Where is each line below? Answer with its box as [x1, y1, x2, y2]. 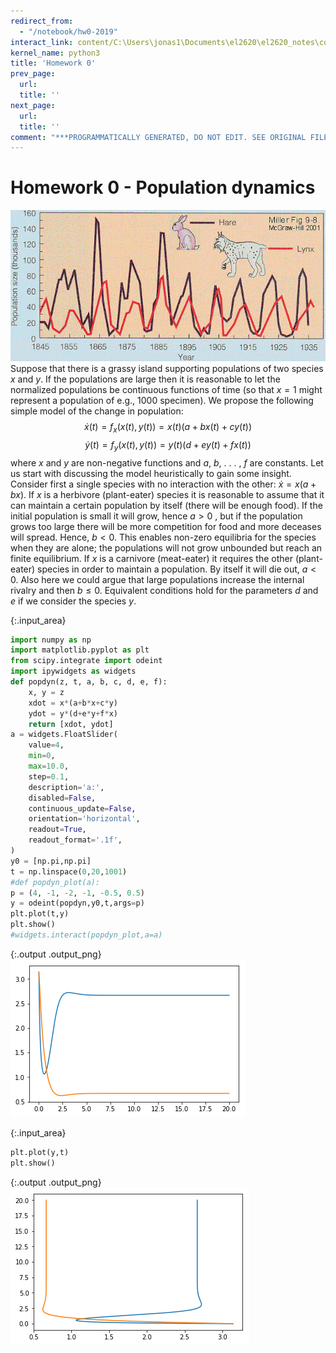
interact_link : [10, 37, 74, 47]
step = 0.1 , [28, 771, 70, 782]
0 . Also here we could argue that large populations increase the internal [10, 573, 305, 585]
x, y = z [28, 687, 65, 697]
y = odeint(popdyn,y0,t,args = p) [10, 898, 145, 909]
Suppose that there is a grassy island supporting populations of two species [10, 362, 324, 374]
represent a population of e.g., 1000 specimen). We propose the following [10, 394, 314, 406]
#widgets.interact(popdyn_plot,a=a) [10, 930, 163, 940]
